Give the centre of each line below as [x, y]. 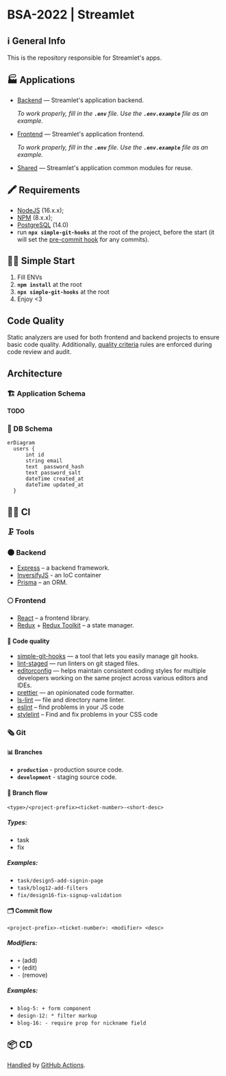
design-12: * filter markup [57, 1016]
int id [35, 455]
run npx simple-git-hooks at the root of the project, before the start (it [115, 232]
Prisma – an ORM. [42, 582]
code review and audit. [39, 352]
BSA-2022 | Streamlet [71, 15]
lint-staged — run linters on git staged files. [78, 663]
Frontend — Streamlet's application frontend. [81, 134]
